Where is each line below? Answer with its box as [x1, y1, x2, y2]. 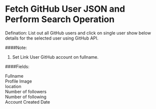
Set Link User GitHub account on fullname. [12, 54, 99, 60]
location [5, 83, 22, 89]
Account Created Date [5, 99, 51, 105]
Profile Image [5, 78, 32, 84]
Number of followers [5, 88, 47, 94]
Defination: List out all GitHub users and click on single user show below [5, 30, 151, 36]
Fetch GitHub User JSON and [5, 3, 125, 15]
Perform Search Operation [5, 14, 115, 25]
